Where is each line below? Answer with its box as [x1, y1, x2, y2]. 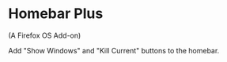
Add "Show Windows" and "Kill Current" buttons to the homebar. [8, 46, 220, 55]
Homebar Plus [8, 5, 104, 23]
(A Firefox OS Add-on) [8, 31, 81, 40]
